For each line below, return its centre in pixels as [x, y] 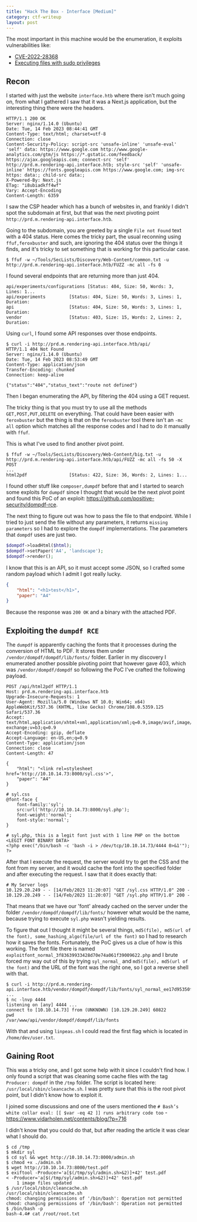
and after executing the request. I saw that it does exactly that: [81, 874]
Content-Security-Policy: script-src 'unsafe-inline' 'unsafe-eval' [91, 144]
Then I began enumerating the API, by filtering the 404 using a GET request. [98, 396]
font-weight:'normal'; [44, 815]
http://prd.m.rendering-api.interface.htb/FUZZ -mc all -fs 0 [84, 265]
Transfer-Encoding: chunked [40, 370]
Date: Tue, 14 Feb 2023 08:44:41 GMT [52, 129]
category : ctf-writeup [34, 17]
